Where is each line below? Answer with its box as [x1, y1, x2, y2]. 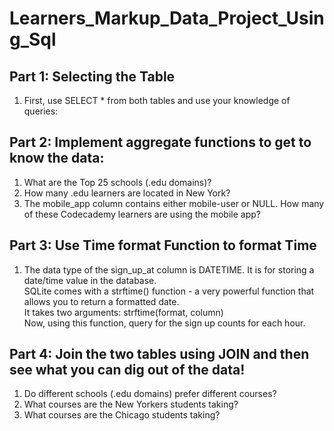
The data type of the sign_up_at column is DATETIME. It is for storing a [23, 263, 315, 276]
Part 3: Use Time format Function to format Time [9, 237, 317, 254]
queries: [23, 105, 59, 117]
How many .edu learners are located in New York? [23, 187, 231, 199]
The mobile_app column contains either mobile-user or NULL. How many [23, 197, 325, 209]
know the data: [9, 150, 105, 167]
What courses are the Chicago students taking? [23, 409, 221, 421]
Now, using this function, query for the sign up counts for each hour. [23, 317, 306, 329]
